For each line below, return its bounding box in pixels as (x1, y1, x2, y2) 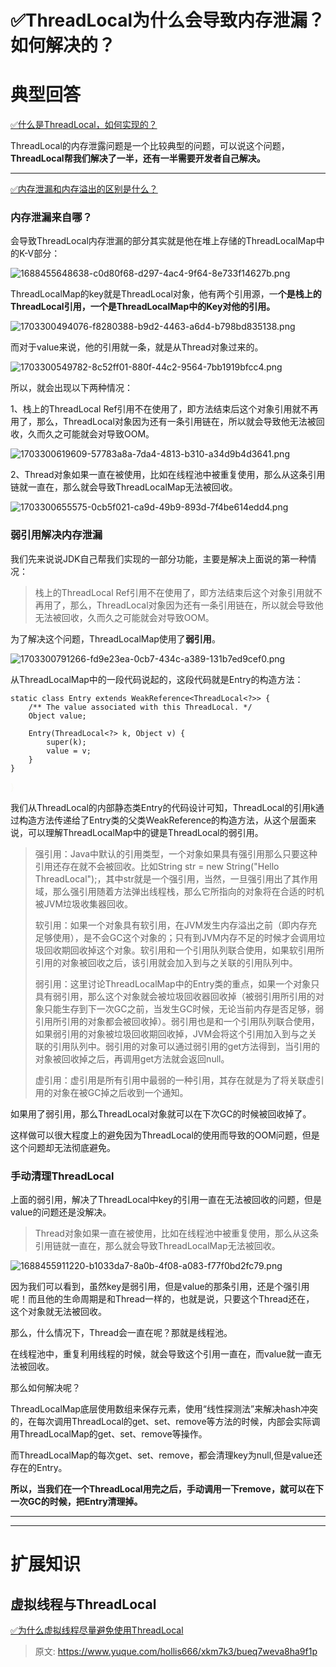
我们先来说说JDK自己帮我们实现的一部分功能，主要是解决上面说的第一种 (10, 552, 308, 565)
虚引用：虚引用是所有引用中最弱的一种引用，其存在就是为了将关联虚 (34, 1074, 316, 1086)
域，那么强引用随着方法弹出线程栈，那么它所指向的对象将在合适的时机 (34, 885, 325, 897)
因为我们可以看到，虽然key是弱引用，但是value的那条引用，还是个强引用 (10, 1281, 310, 1293)
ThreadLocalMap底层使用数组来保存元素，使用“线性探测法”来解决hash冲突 (10, 1403, 319, 1415)
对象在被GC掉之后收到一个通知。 (52, 1086, 189, 1098)
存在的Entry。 (10, 1462, 68, 1474)
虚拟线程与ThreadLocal (10, 1596, 157, 1613)
